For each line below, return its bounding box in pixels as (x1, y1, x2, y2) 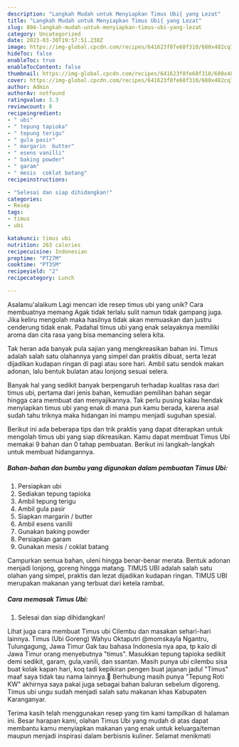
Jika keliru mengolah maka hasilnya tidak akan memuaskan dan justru (7, 315, 212, 324)
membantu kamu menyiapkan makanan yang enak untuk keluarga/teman (7, 724, 221, 732)
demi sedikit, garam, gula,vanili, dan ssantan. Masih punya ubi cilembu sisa (7, 657, 228, 666)
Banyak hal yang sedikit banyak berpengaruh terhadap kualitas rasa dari (7, 380, 219, 389)
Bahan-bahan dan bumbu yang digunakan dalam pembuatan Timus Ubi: (7, 464, 228, 472)
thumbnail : (7, 70, 40, 77)
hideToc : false (7, 51, 53, 58)
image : (7, 43, 27, 51)
